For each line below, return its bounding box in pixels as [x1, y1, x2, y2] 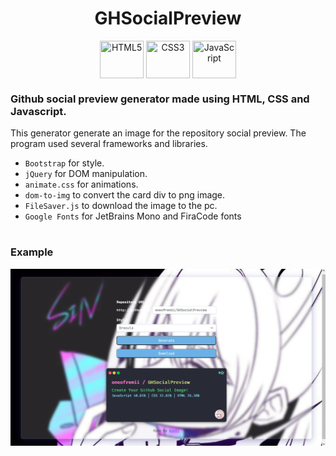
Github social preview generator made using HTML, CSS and [10, 92, 310, 106]
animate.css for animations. [24, 178, 139, 191]
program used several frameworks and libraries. [10, 138, 208, 150]
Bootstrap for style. [24, 157, 105, 169]
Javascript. [10, 104, 67, 118]
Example [10, 245, 54, 259]
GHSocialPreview [94, 7, 242, 30]
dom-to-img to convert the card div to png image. [24, 189, 226, 201]
